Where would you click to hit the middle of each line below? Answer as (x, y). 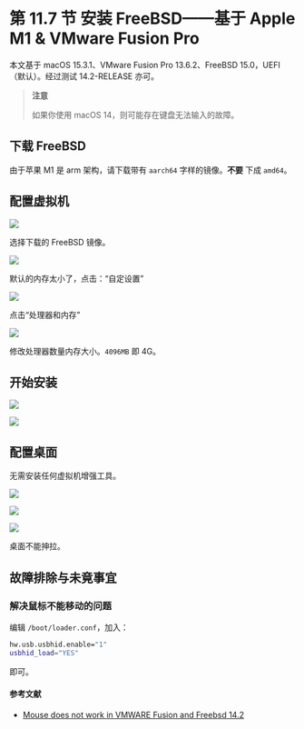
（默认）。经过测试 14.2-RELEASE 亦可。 (84, 76)
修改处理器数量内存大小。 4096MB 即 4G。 (85, 351)
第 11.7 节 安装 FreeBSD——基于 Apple (152, 19)
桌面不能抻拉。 (37, 546)
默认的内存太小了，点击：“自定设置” (77, 278)
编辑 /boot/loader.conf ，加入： (69, 627)
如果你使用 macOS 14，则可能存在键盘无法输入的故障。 (135, 115)
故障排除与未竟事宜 (63, 578)
